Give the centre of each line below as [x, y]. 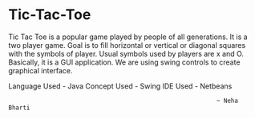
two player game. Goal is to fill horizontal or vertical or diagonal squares [127, 45]
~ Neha [227, 100]
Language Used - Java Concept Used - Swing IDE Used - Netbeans [120, 86]
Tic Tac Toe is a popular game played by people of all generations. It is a [128, 37]
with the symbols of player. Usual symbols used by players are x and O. [126, 53]
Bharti [19, 108]
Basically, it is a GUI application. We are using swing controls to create [124, 62]
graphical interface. [41, 70]
